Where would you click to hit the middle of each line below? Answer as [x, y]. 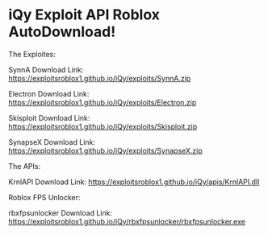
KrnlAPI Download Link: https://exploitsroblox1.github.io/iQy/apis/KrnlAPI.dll [134, 182]
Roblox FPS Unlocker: [44, 197]
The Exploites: [32, 54]
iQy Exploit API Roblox [84, 15]
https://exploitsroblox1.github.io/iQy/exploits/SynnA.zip [100, 78]
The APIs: [25, 166]
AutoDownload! [62, 32]
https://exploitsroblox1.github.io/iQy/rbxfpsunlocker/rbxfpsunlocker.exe [127, 221]
